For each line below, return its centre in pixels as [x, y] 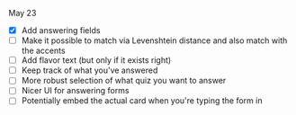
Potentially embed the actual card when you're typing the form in [142, 101]
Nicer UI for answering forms [75, 91]
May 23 [22, 13]
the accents [43, 51]
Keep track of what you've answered [90, 70]
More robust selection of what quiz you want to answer [124, 81]
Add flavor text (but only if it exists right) [96, 60]
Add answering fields [61, 30]
